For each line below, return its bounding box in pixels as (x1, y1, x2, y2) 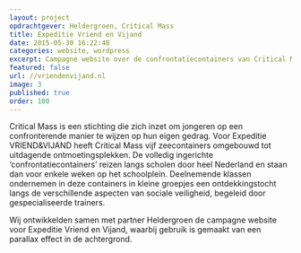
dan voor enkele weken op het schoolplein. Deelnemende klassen (9, 169, 253, 179)
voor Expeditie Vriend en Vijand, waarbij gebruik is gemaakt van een (9, 224, 262, 235)
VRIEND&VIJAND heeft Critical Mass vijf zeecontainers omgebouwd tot (9, 140, 271, 151)
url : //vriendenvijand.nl (9, 72, 106, 81)
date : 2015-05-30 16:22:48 (9, 38, 110, 48)
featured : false (9, 64, 70, 73)
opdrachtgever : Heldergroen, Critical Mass (9, 22, 175, 31)
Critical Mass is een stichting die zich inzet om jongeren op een (9, 121, 244, 132)
